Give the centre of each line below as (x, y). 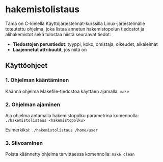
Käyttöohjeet (26, 65)
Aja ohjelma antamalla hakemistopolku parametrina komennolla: (72, 115)
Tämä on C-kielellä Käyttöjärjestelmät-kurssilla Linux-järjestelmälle (75, 23)
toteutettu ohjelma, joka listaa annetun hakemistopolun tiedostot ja (75, 29)
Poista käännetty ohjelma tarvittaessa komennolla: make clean (70, 154)
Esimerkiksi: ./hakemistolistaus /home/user (52, 130)
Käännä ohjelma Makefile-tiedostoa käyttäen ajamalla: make (67, 91)
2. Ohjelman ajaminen (33, 104)
